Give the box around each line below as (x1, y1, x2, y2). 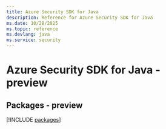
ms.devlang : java (6, 31, 50, 38)
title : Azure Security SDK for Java (6, 8, 99, 15)
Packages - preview (6, 100, 83, 110)
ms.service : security (6, 37, 61, 43)
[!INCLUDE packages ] (6, 116, 61, 123)
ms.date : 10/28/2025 (6, 20, 59, 26)
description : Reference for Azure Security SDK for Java (6, 15, 153, 21)
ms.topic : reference (6, 25, 59, 32)
